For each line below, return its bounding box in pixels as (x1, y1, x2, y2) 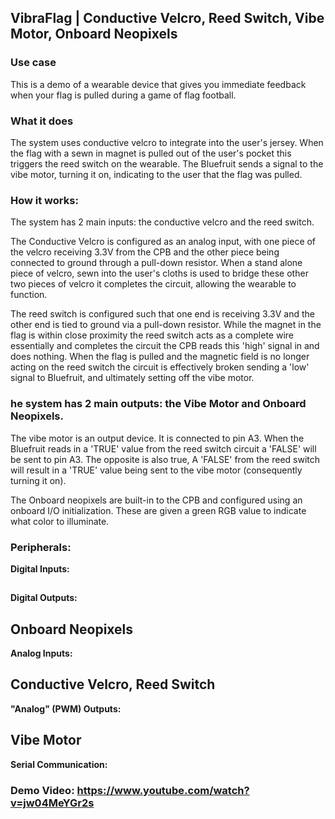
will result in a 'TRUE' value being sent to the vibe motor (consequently (10, 464, 303, 476)
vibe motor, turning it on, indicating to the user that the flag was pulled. (10, 168, 303, 180)
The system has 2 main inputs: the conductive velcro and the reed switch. (10, 216, 315, 228)
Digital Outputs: (10, 592, 78, 604)
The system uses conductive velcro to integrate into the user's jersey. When (10, 136, 324, 148)
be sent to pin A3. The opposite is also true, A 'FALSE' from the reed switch (10, 453, 321, 465)
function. (10, 289, 48, 301)
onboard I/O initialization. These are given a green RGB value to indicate (10, 504, 307, 516)
